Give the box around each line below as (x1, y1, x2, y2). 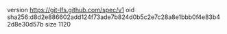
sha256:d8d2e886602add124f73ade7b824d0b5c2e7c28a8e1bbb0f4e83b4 (7, 13, 221, 21)
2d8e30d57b (7, 20, 44, 28)
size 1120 (45, 20, 71, 28)
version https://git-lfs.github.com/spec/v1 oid (7, 6, 135, 14)
